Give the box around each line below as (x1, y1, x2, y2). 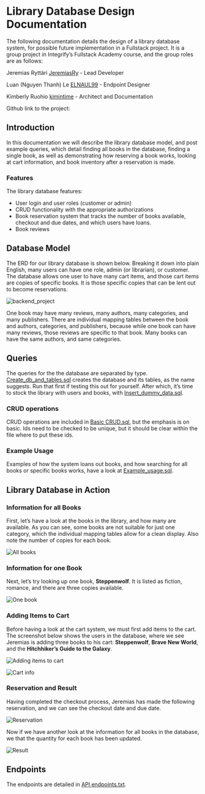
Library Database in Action (6, 484, 110, 495)
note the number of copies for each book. (6, 536, 112, 544)
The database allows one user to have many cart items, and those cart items (6, 272, 199, 280)
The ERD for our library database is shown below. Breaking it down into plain (6, 259, 199, 267)
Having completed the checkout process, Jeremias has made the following (6, 698, 195, 705)
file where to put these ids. (6, 431, 74, 438)
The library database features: (6, 188, 83, 195)
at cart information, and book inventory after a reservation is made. (6, 158, 176, 166)
